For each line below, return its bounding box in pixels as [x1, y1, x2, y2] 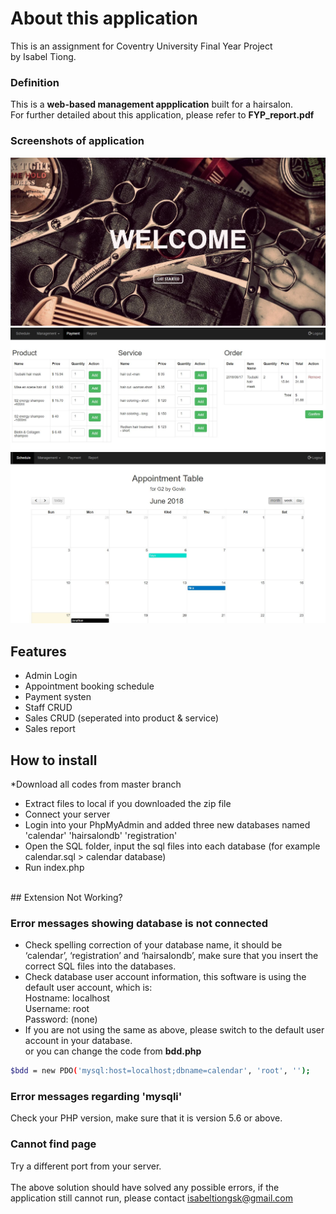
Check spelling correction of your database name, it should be [24, 939, 283, 951]
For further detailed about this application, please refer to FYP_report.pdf [10, 109, 315, 121]
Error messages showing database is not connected [10, 916, 269, 930]
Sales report [24, 723, 76, 735]
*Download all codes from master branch [10, 778, 182, 790]
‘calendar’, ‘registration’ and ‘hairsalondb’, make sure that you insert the [24, 950, 319, 962]
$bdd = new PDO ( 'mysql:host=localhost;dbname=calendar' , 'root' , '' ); [10, 1066, 311, 1076]
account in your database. [24, 1035, 133, 1047]
